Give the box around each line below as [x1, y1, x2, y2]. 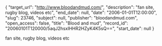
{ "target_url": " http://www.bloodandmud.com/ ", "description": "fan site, [5, 4, 154, 10]
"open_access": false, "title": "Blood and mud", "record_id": [5, 20, 128, 26]
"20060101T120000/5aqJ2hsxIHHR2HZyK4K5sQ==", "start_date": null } [5, 25, 154, 31]
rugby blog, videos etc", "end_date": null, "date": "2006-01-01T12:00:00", [5, 9, 157, 15]
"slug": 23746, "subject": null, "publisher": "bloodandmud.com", [5, 15, 138, 20]
